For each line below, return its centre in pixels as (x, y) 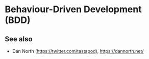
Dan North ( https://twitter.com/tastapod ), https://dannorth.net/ (78, 51)
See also (19, 39)
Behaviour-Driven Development (73, 9)
